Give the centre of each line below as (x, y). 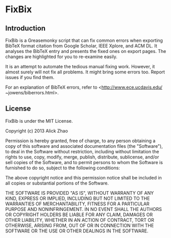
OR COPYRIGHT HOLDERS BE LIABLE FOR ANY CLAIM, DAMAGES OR (79, 215)
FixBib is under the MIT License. (39, 121)
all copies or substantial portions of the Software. (57, 183)
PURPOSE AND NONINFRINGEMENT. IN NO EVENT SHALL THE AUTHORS (84, 209)
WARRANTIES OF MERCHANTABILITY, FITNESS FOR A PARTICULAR (77, 204)
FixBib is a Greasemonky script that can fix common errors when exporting (84, 40)
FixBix (19, 9)
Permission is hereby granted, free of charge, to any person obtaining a (80, 141)
